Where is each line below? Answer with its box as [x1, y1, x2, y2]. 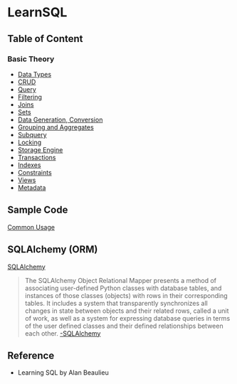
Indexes [17, 161, 41, 169]
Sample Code [7, 204, 68, 216]
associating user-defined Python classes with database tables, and [24, 284, 222, 292]
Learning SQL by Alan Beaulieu [17, 368, 109, 377]
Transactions [17, 153, 56, 161]
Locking [17, 138, 42, 146]
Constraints [17, 168, 52, 176]
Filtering [17, 92, 43, 101]
